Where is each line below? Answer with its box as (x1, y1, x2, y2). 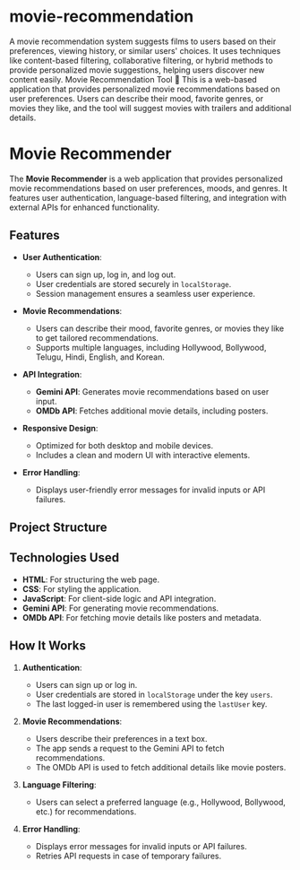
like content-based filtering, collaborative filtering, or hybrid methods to (9, 55, 273, 65)
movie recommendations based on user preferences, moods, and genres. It (9, 182, 288, 194)
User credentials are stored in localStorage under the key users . (35, 689, 273, 700)
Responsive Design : (21, 422, 99, 433)
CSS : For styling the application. (21, 583, 141, 594)
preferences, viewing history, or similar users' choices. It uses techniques (9, 45, 281, 56)
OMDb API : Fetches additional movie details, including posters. (35, 405, 269, 416)
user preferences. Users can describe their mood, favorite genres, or (9, 92, 264, 104)
